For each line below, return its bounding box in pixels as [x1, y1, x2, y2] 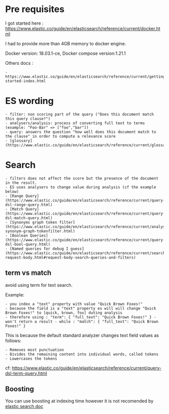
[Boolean [10, 233, 28, 238]
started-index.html [5, 78, 46, 83]
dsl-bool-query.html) [5, 242, 51, 247]
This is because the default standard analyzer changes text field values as [5, 332, 159, 338]
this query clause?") [5, 116, 51, 121]
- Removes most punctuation [5, 347, 64, 352]
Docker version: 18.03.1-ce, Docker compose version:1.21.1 [5, 50, 126, 56]
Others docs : [5, 60, 34, 66]
